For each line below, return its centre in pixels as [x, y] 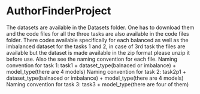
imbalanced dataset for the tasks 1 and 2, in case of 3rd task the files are [96, 46]
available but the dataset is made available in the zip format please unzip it [98, 52]
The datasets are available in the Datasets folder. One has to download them [100, 27]
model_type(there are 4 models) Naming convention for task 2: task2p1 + [96, 71]
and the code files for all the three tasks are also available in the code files [98, 33]
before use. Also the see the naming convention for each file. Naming [92, 59]
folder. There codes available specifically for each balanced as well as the [97, 40]
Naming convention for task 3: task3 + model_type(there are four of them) [98, 84]
